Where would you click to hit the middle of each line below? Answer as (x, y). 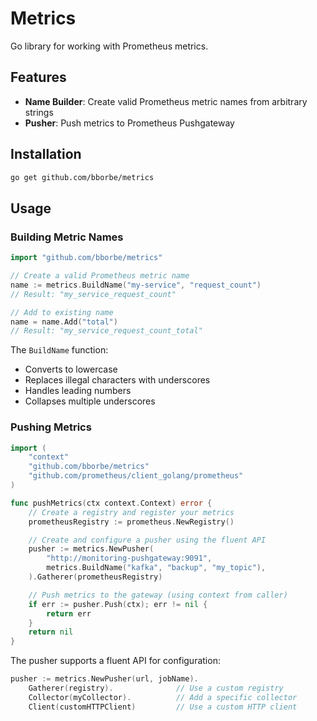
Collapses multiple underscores (90, 401)
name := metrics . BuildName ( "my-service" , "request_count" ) (136, 285)
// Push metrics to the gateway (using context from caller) (158, 595)
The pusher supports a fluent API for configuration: (115, 661)
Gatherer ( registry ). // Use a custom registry (156, 688)
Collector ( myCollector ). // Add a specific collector (163, 697)
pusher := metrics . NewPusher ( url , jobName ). (104, 679)
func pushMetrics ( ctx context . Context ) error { (111, 503)
